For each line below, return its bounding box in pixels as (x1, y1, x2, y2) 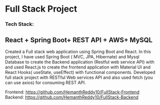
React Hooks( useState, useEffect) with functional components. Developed (5, 69, 156, 75)
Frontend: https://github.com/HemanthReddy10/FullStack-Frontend (5, 89, 140, 95)
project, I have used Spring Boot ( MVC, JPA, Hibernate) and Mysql (5, 53, 140, 59)
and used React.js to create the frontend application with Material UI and (5, 64, 151, 70)
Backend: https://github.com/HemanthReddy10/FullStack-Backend (5, 94, 139, 100)
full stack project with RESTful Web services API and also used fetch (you (5, 74, 153, 80)
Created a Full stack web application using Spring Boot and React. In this (5, 49, 151, 54)
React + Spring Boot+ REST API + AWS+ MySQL (5, 35, 153, 44)
